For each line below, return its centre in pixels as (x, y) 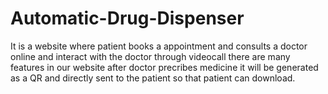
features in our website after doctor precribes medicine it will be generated (164, 67)
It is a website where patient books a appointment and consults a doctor (159, 46)
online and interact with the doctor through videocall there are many (150, 56)
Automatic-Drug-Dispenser (127, 18)
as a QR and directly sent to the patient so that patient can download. (153, 78)
